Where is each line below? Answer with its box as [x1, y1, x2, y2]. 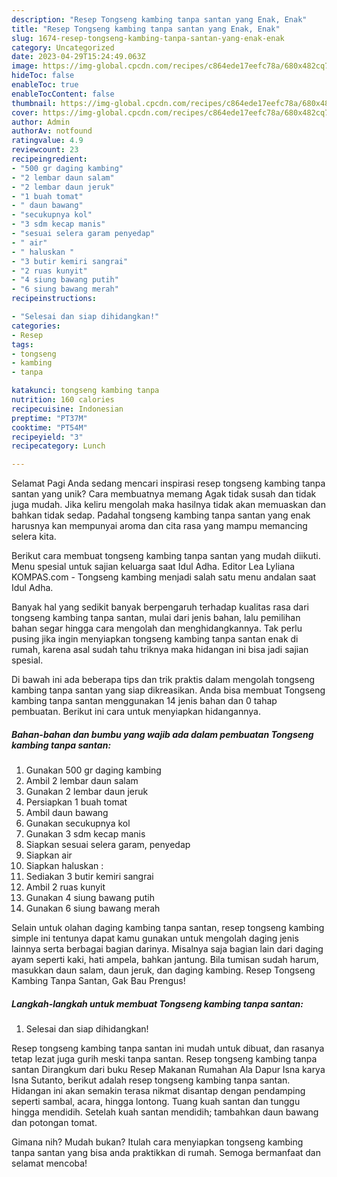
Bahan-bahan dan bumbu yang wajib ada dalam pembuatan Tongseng [11, 728, 314, 740]
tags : [11, 339, 34, 350]
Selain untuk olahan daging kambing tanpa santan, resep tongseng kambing [11, 922, 325, 934]
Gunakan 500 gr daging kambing [25, 764, 162, 776]
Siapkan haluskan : [25, 860, 104, 872]
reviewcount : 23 [11, 145, 79, 155]
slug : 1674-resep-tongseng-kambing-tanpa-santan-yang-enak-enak [11, 33, 285, 43]
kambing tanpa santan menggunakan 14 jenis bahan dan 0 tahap [11, 695, 278, 707]
